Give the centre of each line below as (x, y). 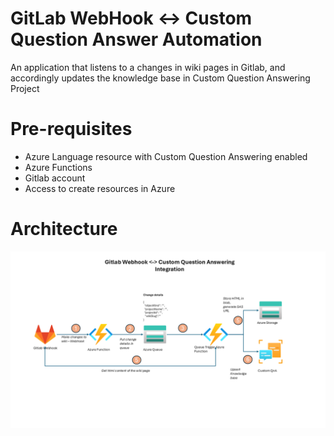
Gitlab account (55, 178)
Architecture (64, 229)
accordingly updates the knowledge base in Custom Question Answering (160, 78)
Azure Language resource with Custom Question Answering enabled (166, 156)
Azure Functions (58, 167)
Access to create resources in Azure (100, 188)
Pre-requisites (71, 129)
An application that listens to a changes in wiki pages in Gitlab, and (148, 67)
